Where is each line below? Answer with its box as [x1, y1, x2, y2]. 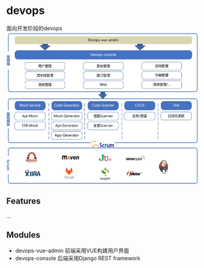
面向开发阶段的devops [6, 24, 63, 32]
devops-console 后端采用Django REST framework [15, 254, 141, 262]
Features [6, 196, 41, 206]
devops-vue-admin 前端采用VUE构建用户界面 [15, 247, 130, 254]
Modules [6, 230, 41, 241]
